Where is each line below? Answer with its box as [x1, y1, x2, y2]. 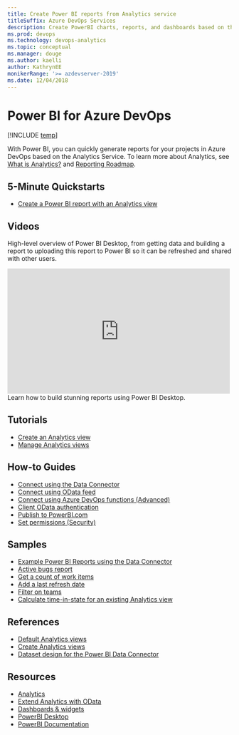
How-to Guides [7, 461, 76, 473]
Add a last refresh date [17, 580, 85, 589]
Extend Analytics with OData [17, 697, 102, 706]
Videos [7, 220, 40, 232]
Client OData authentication [17, 503, 99, 511]
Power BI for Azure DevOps [7, 108, 172, 123]
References [7, 616, 60, 628]
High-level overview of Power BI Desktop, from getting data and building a [7, 239, 225, 247]
